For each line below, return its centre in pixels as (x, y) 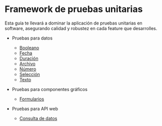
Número (28, 69)
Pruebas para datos (32, 38)
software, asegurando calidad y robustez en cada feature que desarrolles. (81, 28)
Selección (30, 74)
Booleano (29, 47)
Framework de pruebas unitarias (74, 9)
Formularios (32, 99)
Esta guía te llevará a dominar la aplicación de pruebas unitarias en (74, 23)
